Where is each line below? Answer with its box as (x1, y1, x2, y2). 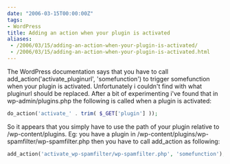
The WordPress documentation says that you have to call (7, 67, 169, 76)
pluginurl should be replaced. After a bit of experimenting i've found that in (7, 89, 218, 97)
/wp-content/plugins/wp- (137, 130, 209, 138)
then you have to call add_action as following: (91, 137, 220, 145)
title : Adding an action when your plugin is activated (7, 29, 170, 37)
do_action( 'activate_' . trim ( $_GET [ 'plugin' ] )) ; (7, 110, 158, 117)
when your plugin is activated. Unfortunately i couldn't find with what (7, 82, 203, 90)
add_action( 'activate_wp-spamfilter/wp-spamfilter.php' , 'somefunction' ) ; (7, 150, 226, 157)
